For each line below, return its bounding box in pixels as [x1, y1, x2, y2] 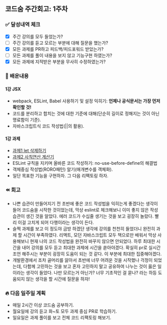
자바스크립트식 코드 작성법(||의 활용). [12, 123, 84, 129]
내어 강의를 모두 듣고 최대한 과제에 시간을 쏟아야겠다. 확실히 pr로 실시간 [21, 244, 161, 250]
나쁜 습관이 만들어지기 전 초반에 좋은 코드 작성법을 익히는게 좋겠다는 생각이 [12, 200, 158, 206]
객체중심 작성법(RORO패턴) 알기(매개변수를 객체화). [12, 166, 113, 172]
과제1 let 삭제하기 [12, 148, 46, 154]
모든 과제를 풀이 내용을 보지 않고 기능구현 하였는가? [12, 52, 112, 58]
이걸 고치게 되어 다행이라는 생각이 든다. [17, 219, 94, 225]
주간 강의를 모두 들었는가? [12, 33, 63, 39]
